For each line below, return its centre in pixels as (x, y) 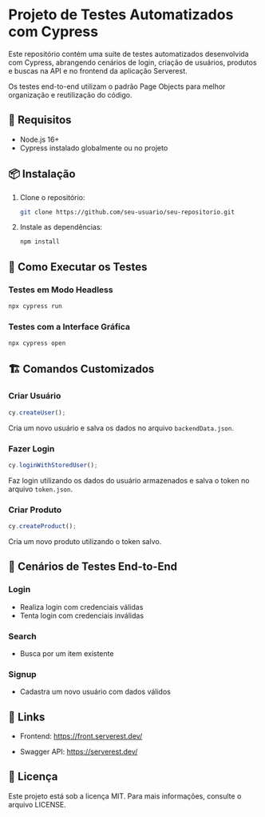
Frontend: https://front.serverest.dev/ (81, 736)
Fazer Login (32, 448)
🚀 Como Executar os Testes (78, 267)
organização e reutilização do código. (70, 94)
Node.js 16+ (40, 139)
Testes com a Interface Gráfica (69, 326)
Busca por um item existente (67, 653)
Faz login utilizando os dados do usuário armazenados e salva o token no (129, 480)
